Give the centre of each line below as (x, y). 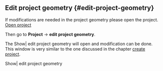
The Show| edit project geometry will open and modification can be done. (79, 44)
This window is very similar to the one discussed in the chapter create (75, 49)
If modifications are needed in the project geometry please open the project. (82, 19)
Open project (18, 25)
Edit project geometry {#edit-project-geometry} (80, 8)
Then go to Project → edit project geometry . (50, 34)
